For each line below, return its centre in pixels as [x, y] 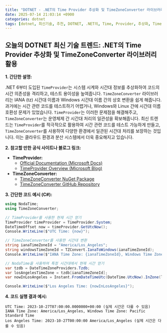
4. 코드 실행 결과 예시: [26, 297]
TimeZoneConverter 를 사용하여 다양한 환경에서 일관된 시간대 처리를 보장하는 [79, 131]
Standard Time [20, 316]
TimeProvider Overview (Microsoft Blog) [61, 168]
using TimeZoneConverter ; [32, 208]
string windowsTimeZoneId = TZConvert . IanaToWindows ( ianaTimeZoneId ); [80, 250]
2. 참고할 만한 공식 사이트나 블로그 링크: [43, 148]
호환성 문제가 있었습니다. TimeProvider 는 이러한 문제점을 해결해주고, [72, 112]
